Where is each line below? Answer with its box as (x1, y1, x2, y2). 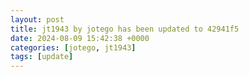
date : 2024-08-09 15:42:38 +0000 (10, 33, 150, 43)
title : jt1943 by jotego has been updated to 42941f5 (10, 24, 240, 34)
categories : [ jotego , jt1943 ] (10, 42, 137, 53)
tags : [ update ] (10, 52, 74, 62)
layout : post (10, 14, 65, 25)
